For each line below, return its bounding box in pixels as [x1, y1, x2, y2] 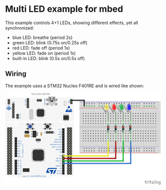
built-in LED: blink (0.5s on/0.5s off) [12, 55, 85, 61]
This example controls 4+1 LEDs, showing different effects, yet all [5, 20, 138, 26]
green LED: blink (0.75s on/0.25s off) [12, 39, 88, 45]
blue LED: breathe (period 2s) [12, 34, 73, 40]
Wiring [5, 70, 27, 78]
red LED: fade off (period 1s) [12, 45, 70, 51]
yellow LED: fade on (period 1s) [12, 50, 76, 56]
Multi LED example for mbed [5, 3, 124, 15]
